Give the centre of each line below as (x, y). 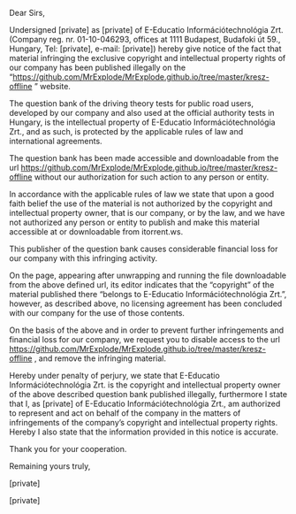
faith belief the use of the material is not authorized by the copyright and (141, 203)
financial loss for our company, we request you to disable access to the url (145, 339)
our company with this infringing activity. (83, 258)
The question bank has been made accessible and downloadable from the (144, 158)
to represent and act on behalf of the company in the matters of (125, 413)
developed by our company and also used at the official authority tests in (142, 113)
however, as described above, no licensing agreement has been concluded (146, 303)
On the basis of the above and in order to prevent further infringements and (147, 330)
